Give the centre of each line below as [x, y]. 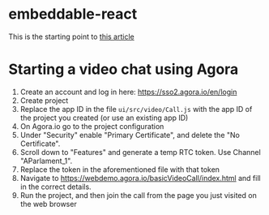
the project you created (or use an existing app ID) [104, 118]
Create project [44, 100]
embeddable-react [73, 14]
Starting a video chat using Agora [124, 69]
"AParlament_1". [46, 161]
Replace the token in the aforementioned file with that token [120, 169]
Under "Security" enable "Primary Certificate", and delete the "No [130, 135]
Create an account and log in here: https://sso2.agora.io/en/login [128, 92]
